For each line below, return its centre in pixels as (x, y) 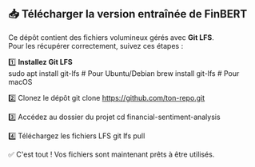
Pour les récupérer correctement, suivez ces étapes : (96, 46)
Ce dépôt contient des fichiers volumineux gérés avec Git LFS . (111, 37)
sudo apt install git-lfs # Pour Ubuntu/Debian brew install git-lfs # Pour (124, 73)
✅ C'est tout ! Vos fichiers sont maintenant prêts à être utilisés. (112, 154)
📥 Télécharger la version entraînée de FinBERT (128, 14)
